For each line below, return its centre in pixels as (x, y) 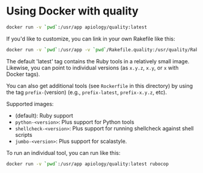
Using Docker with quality (72, 11)
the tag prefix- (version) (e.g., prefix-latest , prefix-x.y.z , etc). (87, 92)
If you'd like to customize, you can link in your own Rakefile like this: (91, 39)
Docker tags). (23, 74)
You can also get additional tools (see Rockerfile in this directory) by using (100, 86)
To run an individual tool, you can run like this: (63, 153)
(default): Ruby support (44, 115)
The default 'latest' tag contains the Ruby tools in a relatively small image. (98, 61)
